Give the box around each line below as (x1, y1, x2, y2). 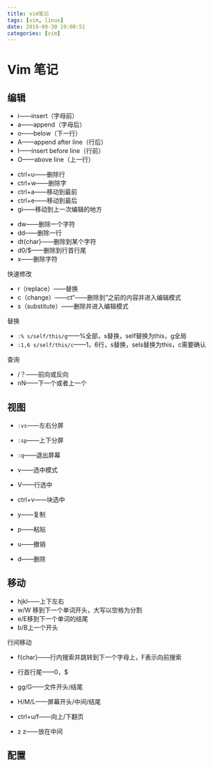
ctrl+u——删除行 (17, 170, 65, 179)
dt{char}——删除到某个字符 (17, 238, 97, 246)
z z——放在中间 (17, 727, 63, 736)
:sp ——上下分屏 (17, 436, 64, 444)
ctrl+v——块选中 (17, 495, 65, 504)
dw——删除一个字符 (17, 220, 75, 228)
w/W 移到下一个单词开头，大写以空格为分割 (17, 606, 143, 614)
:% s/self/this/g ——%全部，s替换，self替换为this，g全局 (17, 332, 187, 340)
